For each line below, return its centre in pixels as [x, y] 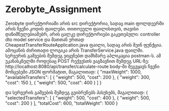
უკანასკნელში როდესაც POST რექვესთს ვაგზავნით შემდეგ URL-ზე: [77, 61]
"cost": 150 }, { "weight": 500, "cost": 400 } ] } [54, 83]
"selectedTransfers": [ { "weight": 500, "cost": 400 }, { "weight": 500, [78, 98]
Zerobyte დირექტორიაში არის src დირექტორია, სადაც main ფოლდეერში [84, 23]
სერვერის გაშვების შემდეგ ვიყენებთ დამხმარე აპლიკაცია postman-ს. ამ [83, 55]
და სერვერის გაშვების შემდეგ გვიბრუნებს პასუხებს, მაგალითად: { [77, 92]
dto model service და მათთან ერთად [45, 40]
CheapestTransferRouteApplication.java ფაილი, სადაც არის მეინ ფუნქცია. [84, 45]
